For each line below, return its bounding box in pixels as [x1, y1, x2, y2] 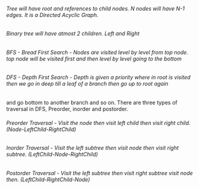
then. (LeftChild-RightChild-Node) [6, 176, 90, 183]
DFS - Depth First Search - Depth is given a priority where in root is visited [6, 74, 191, 81]
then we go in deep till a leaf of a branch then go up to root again [6, 80, 168, 88]
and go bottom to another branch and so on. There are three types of [6, 99, 177, 106]
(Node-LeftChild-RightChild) [6, 126, 76, 133]
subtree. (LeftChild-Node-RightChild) [6, 151, 98, 158]
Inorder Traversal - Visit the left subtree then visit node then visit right [6, 144, 179, 152]
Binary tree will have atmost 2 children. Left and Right [6, 30, 139, 37]
